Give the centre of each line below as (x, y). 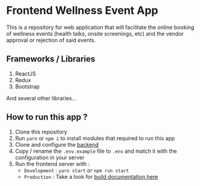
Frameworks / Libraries (51, 59)
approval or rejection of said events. (51, 40)
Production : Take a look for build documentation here (91, 176)
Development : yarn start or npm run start (76, 170)
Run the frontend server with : (52, 164)
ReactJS (25, 74)
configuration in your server (50, 157)
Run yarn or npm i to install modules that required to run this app (95, 138)
